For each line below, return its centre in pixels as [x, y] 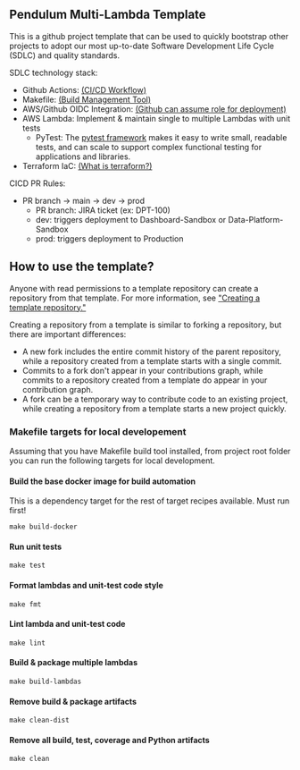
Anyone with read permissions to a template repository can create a [134, 288]
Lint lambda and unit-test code [67, 624]
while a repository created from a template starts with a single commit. [152, 360]
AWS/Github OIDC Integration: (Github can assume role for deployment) [154, 109]
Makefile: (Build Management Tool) [87, 99]
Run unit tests [36, 546]
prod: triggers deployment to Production [109, 238]
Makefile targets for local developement [98, 431]
